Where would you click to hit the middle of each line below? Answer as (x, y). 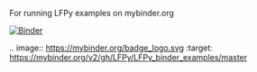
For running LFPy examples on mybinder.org (92, 13)
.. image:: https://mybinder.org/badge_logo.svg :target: (111, 48)
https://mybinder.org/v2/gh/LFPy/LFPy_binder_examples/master (128, 57)
